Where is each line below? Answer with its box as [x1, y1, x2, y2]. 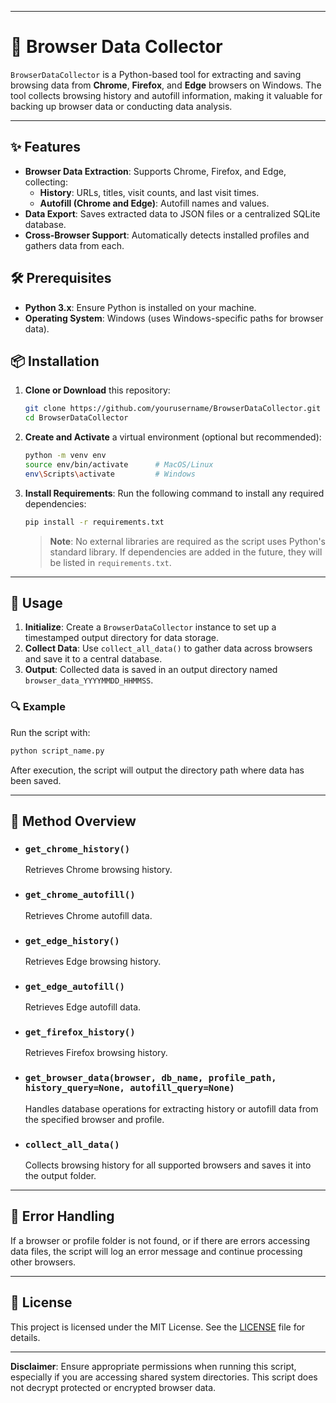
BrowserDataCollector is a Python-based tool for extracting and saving [10, 68, 302, 80]
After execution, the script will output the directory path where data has [10, 764, 305, 776]
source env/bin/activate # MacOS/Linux [24, 460, 214, 470]
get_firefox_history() [24, 1027, 136, 1038]
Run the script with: [10, 726, 91, 738]
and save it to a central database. [24, 653, 163, 665]
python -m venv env [24, 451, 107, 461]
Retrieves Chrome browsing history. [24, 864, 173, 876]
